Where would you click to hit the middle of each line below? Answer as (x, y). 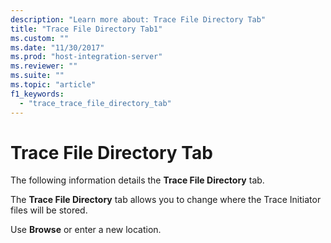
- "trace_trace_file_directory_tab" (95, 103)
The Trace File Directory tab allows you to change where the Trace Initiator (166, 200)
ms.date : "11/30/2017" (57, 47)
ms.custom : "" (40, 38)
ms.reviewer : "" (44, 66)
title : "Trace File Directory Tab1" (86, 29)
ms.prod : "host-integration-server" (86, 57)
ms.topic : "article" (53, 85)
